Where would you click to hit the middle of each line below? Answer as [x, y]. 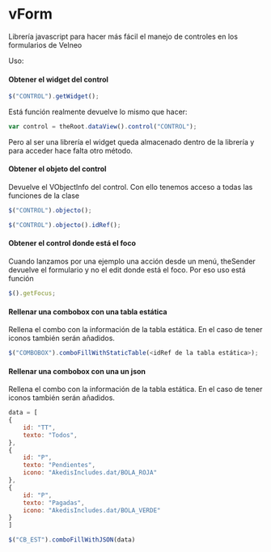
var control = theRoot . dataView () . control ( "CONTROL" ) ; [103, 127]
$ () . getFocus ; [32, 293]
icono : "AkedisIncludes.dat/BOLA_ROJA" [90, 473]
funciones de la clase [44, 196]
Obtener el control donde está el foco [72, 243]
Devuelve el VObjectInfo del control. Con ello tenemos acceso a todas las [131, 188]
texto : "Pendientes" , [59, 466]
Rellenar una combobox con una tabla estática [88, 311]
